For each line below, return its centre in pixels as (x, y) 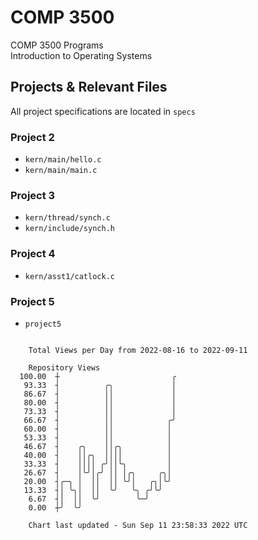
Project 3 (33, 195)
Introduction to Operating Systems (81, 55)
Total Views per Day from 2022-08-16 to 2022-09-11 (138, 350)
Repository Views (64, 367)
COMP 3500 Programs (57, 45)
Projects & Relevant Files (89, 87)
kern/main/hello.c (63, 160)
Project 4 (33, 254)
